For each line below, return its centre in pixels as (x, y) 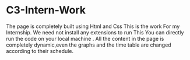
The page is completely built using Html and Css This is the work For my (93, 26)
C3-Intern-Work (46, 10)
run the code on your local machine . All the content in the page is (85, 38)
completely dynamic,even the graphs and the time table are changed (89, 45)
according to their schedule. (40, 51)
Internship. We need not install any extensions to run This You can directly (95, 32)
